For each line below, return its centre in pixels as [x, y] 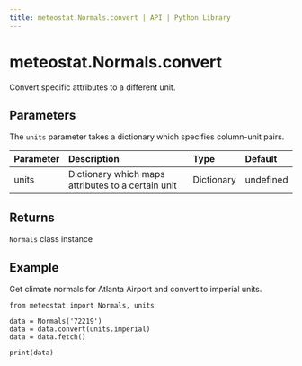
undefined [266, 180]
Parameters [43, 115]
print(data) [31, 353]
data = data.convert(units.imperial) [80, 329]
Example [34, 268]
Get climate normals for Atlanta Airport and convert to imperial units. [136, 289]
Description [93, 159]
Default [261, 159]
